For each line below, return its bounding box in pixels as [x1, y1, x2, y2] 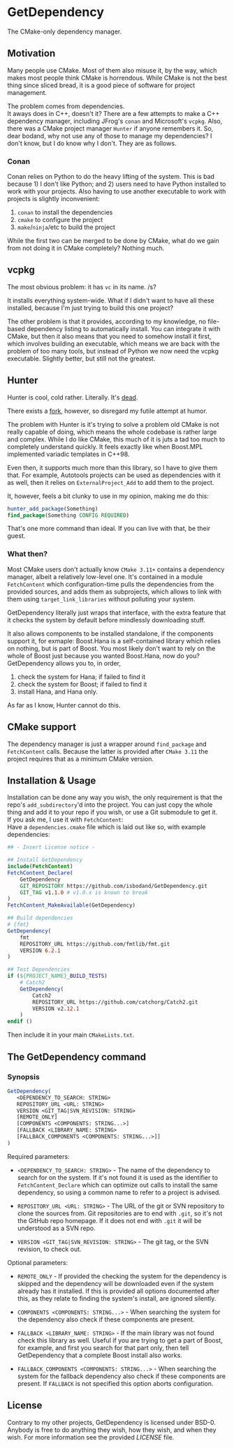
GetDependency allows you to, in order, [7, 659, 121, 667]
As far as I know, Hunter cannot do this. [7, 701, 121, 709]
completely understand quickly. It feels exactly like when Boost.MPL [7, 442, 203, 451]
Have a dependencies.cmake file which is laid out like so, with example [7, 823, 206, 831]
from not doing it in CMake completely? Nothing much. [7, 244, 165, 252]
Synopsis [7, 1072, 40, 1081]
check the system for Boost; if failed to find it [17, 680, 147, 688]
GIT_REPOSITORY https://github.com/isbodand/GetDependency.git [20, 882, 208, 889]
